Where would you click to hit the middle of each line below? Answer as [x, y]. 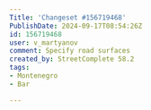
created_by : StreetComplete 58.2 [72, 59]
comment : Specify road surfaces [70, 51]
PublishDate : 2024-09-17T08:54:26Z [76, 26]
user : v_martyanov [44, 42]
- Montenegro [34, 76]
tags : [19, 68]
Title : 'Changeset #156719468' [68, 17]
